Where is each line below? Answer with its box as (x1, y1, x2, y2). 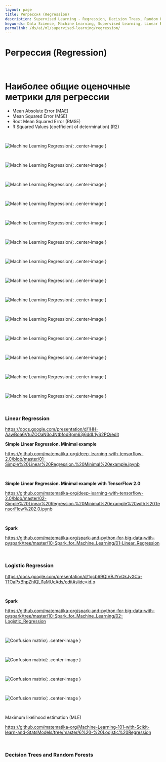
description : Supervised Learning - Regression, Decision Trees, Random (5, 16, 158, 21)
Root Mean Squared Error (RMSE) (12, 119, 81, 124)
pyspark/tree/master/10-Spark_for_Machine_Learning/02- (5, 613, 124, 619)
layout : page (5, 7, 32, 12)
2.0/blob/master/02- (5, 495, 47, 501)
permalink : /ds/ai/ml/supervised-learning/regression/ (5, 26, 121, 31)
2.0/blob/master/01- (5, 456, 46, 462)
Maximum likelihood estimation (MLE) (5, 714, 82, 720)
